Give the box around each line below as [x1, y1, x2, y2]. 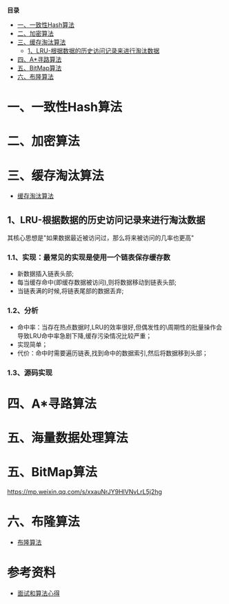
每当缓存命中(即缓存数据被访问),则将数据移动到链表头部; [17, 279, 177, 287]
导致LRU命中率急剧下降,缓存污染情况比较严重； [17, 331, 152, 340]
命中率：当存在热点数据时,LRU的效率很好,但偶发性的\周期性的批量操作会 [17, 323, 223, 331]
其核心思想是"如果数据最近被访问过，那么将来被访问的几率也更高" [7, 234, 195, 242]
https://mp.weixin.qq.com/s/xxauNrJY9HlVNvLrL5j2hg [7, 487, 162, 496]
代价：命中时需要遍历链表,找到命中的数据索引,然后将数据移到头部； [17, 348, 208, 357]
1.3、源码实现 [7, 368, 53, 377]
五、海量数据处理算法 [7, 431, 129, 446]
